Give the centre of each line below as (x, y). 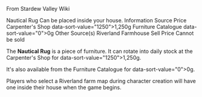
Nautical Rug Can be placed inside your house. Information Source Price (96, 20)
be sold (16, 39)
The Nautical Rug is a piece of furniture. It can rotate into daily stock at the (100, 51)
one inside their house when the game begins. (64, 87)
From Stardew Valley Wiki (38, 9)
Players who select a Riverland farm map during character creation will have (101, 81)
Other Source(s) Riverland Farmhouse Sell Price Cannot (125, 33)
